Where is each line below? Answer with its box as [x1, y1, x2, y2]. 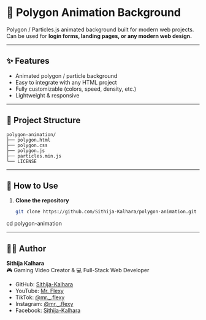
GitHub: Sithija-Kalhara [15, 281, 74, 288]
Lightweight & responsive [15, 91, 80, 99]
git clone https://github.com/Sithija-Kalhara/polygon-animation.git [15, 208, 197, 215]
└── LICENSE [6, 158, 37, 164]
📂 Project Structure [6, 115, 81, 126]
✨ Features [6, 56, 50, 66]
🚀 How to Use [6, 180, 58, 191]
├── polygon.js [6, 147, 45, 154]
